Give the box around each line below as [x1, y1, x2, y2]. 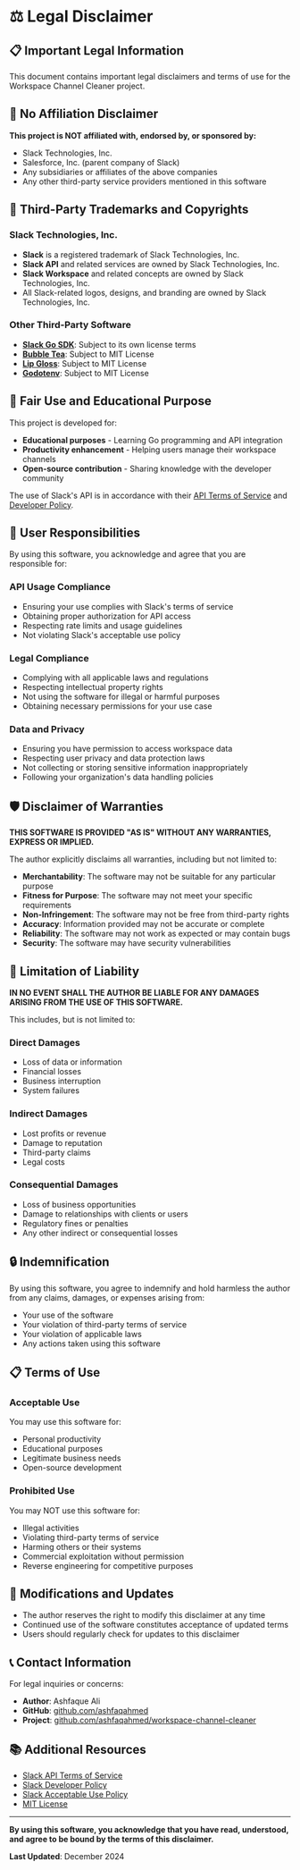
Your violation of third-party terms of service [21, 1318, 187, 1329]
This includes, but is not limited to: [9, 1014, 136, 1024]
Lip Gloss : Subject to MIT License [21, 358, 147, 368]
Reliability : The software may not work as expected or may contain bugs [21, 928, 291, 939]
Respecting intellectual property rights [21, 682, 163, 693]
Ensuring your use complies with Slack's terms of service [21, 601, 234, 611]
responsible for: [9, 559, 68, 569]
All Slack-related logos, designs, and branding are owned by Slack [21, 287, 267, 298]
